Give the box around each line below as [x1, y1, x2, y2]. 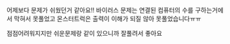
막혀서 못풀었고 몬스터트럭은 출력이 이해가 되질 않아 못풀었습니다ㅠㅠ [13, 14, 201, 23]
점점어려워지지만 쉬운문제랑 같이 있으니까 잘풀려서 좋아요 [6, 30, 163, 37]
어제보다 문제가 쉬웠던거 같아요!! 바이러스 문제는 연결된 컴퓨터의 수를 [6, 6, 194, 14]
